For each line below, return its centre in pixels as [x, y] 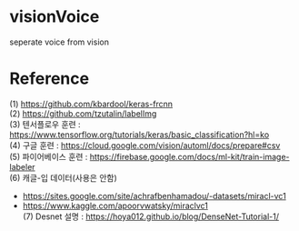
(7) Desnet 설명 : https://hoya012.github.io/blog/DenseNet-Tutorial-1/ [151, 216]
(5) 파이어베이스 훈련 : [49, 156]
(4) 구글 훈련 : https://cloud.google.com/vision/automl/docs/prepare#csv [145, 145]
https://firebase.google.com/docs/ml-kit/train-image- [189, 156]
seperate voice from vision [59, 42]
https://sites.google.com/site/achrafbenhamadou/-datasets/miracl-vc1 [154, 196]
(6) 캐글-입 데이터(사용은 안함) [64, 177]
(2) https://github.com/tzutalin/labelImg [83, 113]
